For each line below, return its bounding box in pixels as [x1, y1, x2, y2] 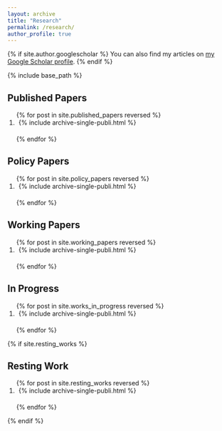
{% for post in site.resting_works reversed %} [16, 379, 150, 388]
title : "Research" [7, 17, 62, 24]
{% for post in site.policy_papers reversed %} [16, 174, 149, 182]
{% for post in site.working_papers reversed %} [16, 238, 157, 246]
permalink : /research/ [7, 24, 75, 31]
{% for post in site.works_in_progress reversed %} [16, 301, 164, 310]
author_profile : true [7, 30, 72, 38]
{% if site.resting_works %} [7, 339, 88, 348]
